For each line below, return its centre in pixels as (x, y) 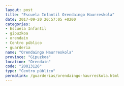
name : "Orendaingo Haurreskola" (39, 52)
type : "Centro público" (30, 71)
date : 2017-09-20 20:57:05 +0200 (41, 19)
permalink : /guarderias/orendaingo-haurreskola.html (62, 76)
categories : (18, 24)
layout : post (19, 10)
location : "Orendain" (28, 62)
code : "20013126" (24, 66)
